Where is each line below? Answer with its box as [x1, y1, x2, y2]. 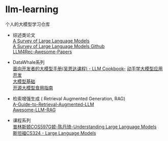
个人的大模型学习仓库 [5, 21, 50, 27]
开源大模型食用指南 [12, 84, 53, 90]
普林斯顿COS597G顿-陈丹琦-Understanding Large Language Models [12, 124, 157, 130]
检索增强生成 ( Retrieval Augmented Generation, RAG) [12, 96, 126, 102]
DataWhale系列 [12, 59, 45, 65]
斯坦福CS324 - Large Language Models [12, 130, 96, 136]
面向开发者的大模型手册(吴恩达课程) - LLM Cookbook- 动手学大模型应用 [12, 65, 163, 72]
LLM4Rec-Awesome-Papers [12, 49, 72, 55]
